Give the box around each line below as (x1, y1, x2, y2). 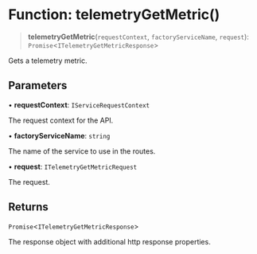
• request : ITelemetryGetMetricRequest (8, 162, 138, 171)
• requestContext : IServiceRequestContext (8, 100, 150, 109)
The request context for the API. (8, 115, 114, 125)
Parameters (8, 79, 68, 92)
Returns (8, 201, 49, 214)
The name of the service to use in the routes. (8, 146, 156, 156)
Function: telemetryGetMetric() (8, 6, 220, 24)
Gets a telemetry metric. (8, 56, 88, 65)
